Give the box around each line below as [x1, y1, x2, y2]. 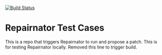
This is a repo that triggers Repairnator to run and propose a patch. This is [5, 38, 158, 44]
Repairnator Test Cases [5, 22, 105, 33]
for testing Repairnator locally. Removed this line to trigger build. [5, 44, 137, 50]
